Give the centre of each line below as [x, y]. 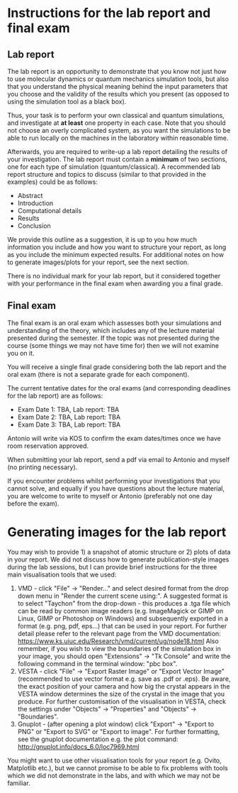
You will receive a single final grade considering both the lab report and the [117, 366]
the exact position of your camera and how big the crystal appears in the [124, 686]
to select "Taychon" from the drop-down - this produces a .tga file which [124, 603]
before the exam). [33, 503]
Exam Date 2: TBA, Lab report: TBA [69, 417]
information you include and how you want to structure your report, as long [117, 247]
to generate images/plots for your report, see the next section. [98, 262]
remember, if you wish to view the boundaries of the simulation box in [119, 648]
